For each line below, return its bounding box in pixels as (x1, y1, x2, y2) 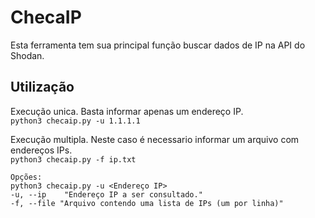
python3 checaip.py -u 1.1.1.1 (10, 116, 141, 126)
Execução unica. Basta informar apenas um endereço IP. (10, 105, 244, 117)
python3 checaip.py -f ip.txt (10, 154, 137, 165)
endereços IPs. (10, 144, 73, 156)
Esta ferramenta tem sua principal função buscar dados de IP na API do (10, 39, 306, 51)
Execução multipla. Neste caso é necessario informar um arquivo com (10, 133, 300, 145)
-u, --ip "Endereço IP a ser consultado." (10, 189, 203, 200)
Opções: (10, 172, 43, 182)
